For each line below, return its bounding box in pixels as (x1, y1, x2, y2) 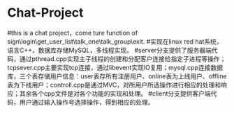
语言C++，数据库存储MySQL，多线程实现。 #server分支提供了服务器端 (7, 46, 212, 54)
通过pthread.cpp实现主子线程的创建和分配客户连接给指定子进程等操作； (19, 54, 226, 63)
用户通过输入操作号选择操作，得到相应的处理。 (19, 98, 154, 106)
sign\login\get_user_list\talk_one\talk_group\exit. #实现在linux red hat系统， (7, 37, 224, 46)
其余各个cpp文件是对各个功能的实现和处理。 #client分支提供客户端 (19, 89, 211, 98)
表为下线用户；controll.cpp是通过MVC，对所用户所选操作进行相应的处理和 (7, 80, 221, 89)
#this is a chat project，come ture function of (7, 28, 138, 37)
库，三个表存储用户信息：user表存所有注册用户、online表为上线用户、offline (7, 71, 227, 80)
